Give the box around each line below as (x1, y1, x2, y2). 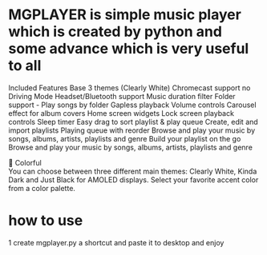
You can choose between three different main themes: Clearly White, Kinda (8, 166, 257, 176)
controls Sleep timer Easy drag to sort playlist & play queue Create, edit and (8, 117, 258, 126)
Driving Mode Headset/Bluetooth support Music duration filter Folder (8, 91, 236, 101)
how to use (8, 212, 83, 229)
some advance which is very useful (8, 40, 249, 58)
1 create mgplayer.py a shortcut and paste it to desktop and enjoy (8, 237, 225, 247)
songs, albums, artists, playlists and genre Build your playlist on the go (8, 133, 241, 143)
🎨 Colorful (8, 157, 42, 167)
